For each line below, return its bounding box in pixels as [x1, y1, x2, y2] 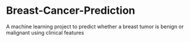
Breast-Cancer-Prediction [6, 4, 135, 17]
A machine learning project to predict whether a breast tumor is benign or [6, 23, 184, 30]
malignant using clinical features [6, 29, 84, 36]
